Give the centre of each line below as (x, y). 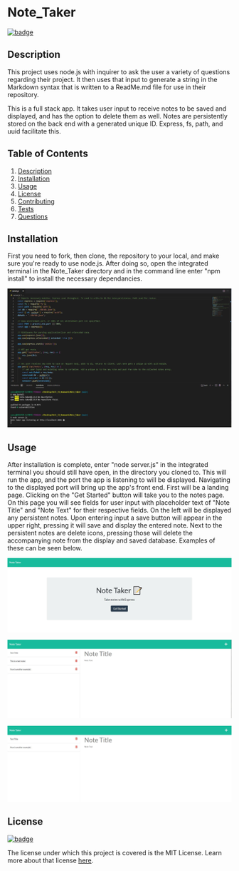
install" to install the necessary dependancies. (75, 278)
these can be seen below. (45, 548)
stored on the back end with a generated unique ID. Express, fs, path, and (115, 124)
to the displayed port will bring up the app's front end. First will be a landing (118, 488)
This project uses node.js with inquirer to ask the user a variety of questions (119, 71)
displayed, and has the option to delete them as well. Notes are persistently (117, 116)
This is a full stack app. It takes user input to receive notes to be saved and (117, 109)
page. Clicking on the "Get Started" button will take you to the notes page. (116, 495)
